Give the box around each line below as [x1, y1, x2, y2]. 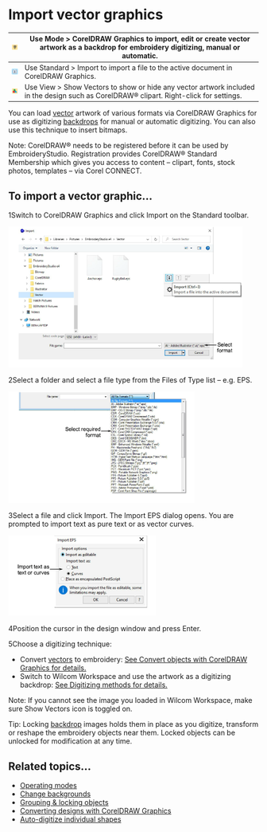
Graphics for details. [19, 663, 87, 673]
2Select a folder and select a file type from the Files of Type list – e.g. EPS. [8, 375, 253, 385]
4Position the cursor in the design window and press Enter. [8, 624, 202, 634]
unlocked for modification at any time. [8, 736, 133, 746]
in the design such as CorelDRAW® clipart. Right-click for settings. [24, 90, 242, 100]
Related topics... [8, 759, 91, 773]
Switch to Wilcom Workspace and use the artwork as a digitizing [19, 672, 232, 681]
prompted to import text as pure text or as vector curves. [8, 520, 195, 529]
